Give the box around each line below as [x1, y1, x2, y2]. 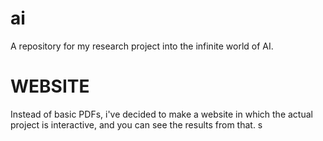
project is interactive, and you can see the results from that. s [10, 118, 263, 131]
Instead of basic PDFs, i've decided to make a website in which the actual [10, 108, 313, 120]
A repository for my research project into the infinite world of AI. [10, 40, 274, 52]
